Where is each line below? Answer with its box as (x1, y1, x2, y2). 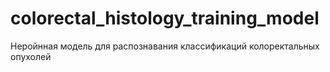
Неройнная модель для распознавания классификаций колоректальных (10, 40, 320, 52)
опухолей (10, 50, 52, 62)
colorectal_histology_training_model (10, 7, 320, 30)
